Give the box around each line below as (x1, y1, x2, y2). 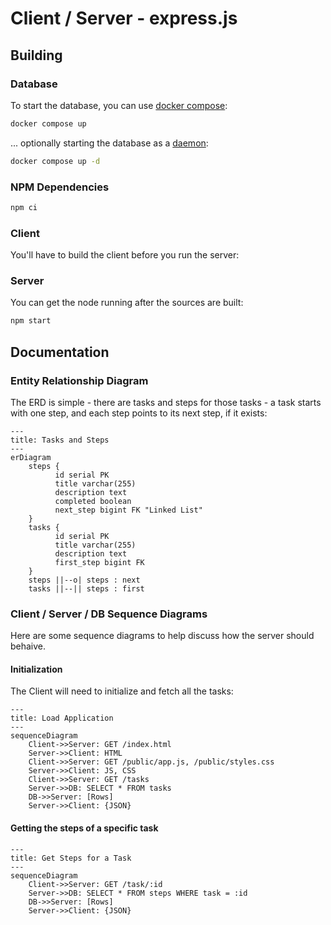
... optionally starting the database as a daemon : (10, 137, 209, 149)
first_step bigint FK (54, 557, 145, 567)
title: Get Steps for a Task (10, 853, 132, 863)
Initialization (10, 663, 63, 675)
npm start (10, 316, 52, 326)
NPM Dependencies (10, 180, 110, 194)
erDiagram (10, 452, 52, 462)
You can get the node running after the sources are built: (10, 297, 244, 309)
